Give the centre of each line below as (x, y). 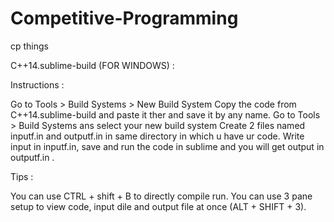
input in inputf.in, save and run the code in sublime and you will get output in (167, 146)
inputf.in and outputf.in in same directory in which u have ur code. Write (157, 136)
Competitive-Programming (124, 18)
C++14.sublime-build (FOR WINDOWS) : (92, 65)
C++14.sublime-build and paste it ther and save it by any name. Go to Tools (165, 114)
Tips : (22, 176)
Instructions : (37, 84)
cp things (30, 46)
